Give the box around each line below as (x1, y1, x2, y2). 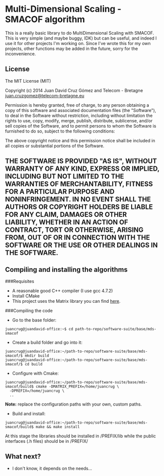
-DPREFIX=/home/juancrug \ (9, 388, 65, 393)
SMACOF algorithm (5, 14, 85, 25)
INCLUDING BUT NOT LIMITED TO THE (5, 172, 124, 181)
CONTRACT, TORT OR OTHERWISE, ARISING (5, 226, 143, 234)
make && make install (36, 424, 80, 429)
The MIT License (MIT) (5, 78, 51, 84)
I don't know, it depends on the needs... (12, 465, 92, 471)
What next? (5, 453, 41, 461)
